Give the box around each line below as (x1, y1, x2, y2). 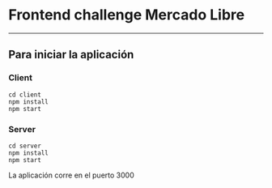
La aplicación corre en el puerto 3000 (8, 170, 135, 180)
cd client (8, 91, 42, 99)
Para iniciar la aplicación (8, 48, 134, 62)
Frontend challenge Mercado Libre (8, 6, 245, 24)
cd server (8, 142, 42, 150)
